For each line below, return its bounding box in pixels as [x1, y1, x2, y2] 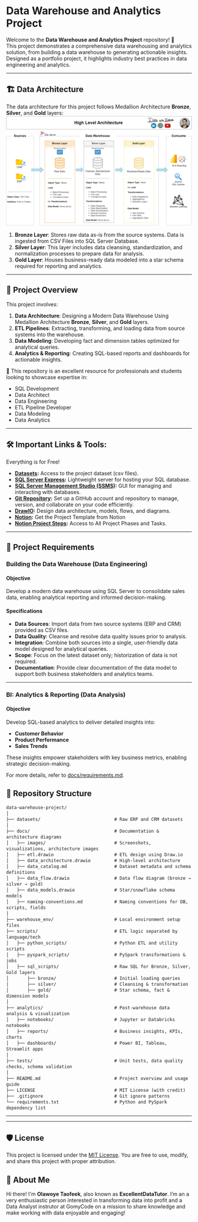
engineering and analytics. [6, 61, 71, 68]
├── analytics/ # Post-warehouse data [6, 1005, 170, 1011]
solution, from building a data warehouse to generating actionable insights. [6, 48, 188, 55]
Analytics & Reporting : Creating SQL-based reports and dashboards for [14, 349, 190, 357]
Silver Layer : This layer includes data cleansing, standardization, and [14, 244, 183, 251]
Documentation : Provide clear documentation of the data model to [14, 664, 177, 671]
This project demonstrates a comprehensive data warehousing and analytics [6, 42, 192, 49]
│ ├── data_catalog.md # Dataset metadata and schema [6, 864, 192, 870]
